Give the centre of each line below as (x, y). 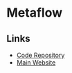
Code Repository (40, 55)
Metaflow (35, 13)
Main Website (36, 63)
